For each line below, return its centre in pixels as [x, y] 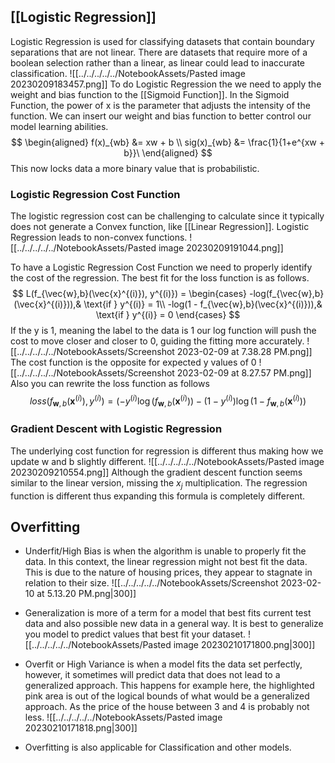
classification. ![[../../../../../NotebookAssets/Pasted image [128, 73]
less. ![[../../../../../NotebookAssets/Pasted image [123, 717]
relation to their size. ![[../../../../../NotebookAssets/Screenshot [151, 583]
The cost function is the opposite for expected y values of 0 [133, 362]
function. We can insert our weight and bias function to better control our [161, 116]
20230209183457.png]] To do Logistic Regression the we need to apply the [166, 84]
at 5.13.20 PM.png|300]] [86, 594]
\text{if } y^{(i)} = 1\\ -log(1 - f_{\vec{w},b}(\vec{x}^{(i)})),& [203, 304]
